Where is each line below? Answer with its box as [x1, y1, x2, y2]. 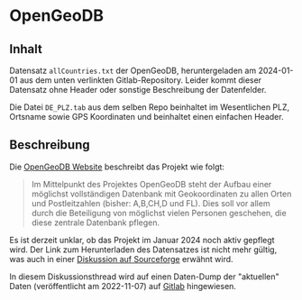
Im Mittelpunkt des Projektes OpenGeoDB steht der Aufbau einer [31, 178, 272, 189]
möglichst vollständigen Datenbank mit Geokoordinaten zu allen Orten [31, 188, 292, 199]
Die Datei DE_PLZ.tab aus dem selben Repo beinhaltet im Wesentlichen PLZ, [9, 102, 290, 113]
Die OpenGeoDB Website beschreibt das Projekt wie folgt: [9, 161, 225, 172]
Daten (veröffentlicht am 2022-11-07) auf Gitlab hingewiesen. [9, 280, 237, 291]
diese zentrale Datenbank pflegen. [31, 217, 160, 228]
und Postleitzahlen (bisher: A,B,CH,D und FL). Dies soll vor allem [31, 197, 270, 208]
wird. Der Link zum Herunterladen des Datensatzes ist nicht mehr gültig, [9, 244, 278, 255]
